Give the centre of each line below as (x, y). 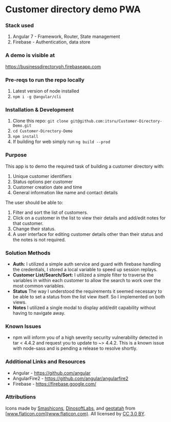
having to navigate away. (39, 313)
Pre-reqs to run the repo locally (45, 79)
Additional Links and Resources (46, 361)
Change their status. (34, 229)
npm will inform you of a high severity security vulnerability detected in (88, 337)
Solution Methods (28, 253)
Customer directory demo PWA (73, 9)
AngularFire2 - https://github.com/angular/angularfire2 (71, 378)
